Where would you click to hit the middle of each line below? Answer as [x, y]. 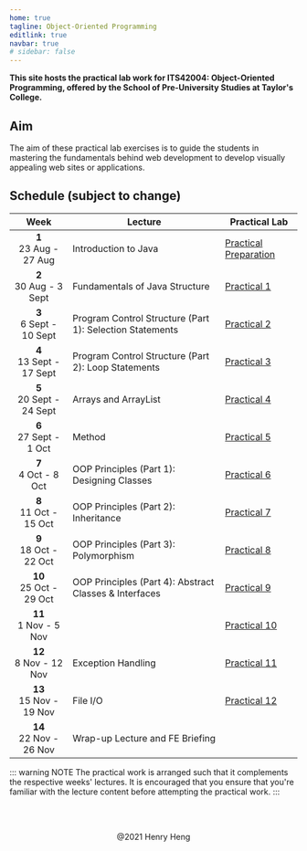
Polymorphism [104, 555]
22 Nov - [39, 738]
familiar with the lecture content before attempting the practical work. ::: [145, 792]
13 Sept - [39, 362]
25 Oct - [39, 587]
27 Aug [38, 259]
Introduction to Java [116, 248]
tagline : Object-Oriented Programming [83, 26]
